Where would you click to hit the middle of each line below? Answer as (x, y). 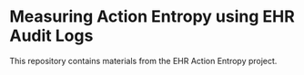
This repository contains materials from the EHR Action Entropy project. (143, 61)
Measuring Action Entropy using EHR (152, 17)
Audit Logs (51, 36)
